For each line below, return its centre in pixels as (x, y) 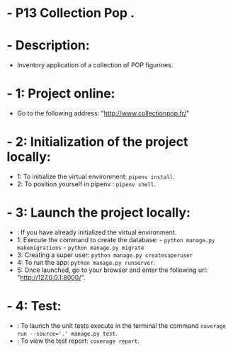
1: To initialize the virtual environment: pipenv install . (96, 176)
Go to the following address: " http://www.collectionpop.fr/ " (103, 113)
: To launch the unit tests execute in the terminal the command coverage (121, 325)
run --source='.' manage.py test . (67, 333)
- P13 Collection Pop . (71, 13)
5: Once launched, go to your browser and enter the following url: (112, 270)
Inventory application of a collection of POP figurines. (95, 65)
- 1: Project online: (61, 94)
